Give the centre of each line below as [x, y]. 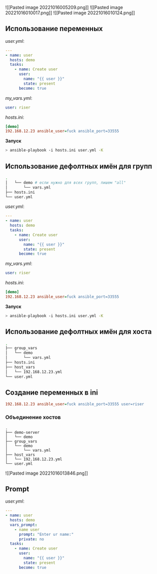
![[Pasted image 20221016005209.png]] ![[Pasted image [64, 7]
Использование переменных [54, 29]
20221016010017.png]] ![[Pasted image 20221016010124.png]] [70, 13]
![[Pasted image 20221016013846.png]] [46, 473]
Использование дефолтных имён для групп [79, 166]
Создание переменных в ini [52, 392]
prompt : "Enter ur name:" [46, 534]
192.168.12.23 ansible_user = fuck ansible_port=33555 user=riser [75, 404]
